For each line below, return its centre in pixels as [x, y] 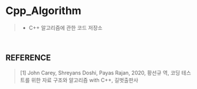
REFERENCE [28, 58]
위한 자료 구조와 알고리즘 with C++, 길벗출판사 [85, 80]
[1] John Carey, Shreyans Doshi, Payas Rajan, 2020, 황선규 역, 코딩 [100, 73]
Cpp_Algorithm [44, 11]
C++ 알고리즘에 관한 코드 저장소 [65, 28]
